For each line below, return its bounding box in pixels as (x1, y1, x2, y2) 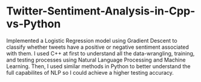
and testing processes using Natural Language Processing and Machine (6, 56, 186, 63)
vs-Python (6, 17, 61, 31)
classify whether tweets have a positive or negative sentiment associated (6, 43, 189, 51)
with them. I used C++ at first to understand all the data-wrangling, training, (6, 49, 195, 57)
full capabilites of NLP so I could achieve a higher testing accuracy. (6, 69, 174, 76)
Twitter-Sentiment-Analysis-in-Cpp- (6, 4, 196, 18)
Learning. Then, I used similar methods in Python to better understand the (6, 62, 191, 70)
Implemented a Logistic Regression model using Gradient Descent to (6, 37, 177, 44)
